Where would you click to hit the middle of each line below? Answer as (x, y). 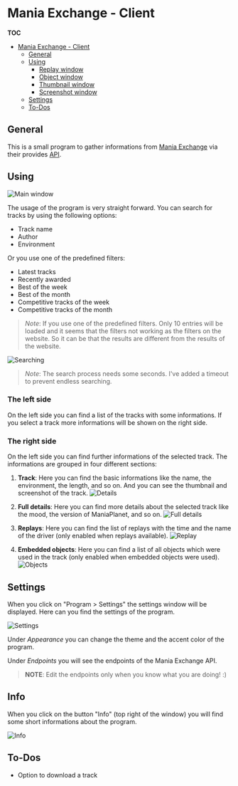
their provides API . (34, 154)
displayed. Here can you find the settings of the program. (91, 612)
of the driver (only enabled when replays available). (93, 536)
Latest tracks (37, 271)
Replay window (61, 69)
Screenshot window (68, 92)
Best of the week (42, 287)
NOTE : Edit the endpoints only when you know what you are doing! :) (126, 674)
